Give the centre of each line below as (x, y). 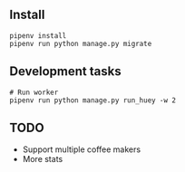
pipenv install (38, 35)
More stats (43, 159)
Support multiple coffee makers (82, 149)
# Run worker (34, 92)
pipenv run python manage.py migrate (81, 43)
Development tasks (65, 72)
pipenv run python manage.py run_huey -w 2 (93, 100)
